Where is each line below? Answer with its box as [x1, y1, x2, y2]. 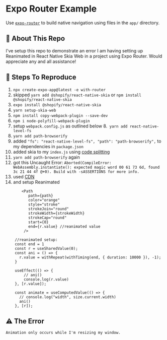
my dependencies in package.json [13, 143, 83, 149]
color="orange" [28, 197, 60, 202]
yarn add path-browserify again [13, 154, 80, 160]
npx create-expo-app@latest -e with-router [13, 87, 106, 92]
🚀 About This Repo [6, 34, 65, 43]
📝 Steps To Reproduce [6, 73, 77, 82]
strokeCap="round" [28, 215, 67, 220]
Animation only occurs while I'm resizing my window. [6, 330, 121, 335]
